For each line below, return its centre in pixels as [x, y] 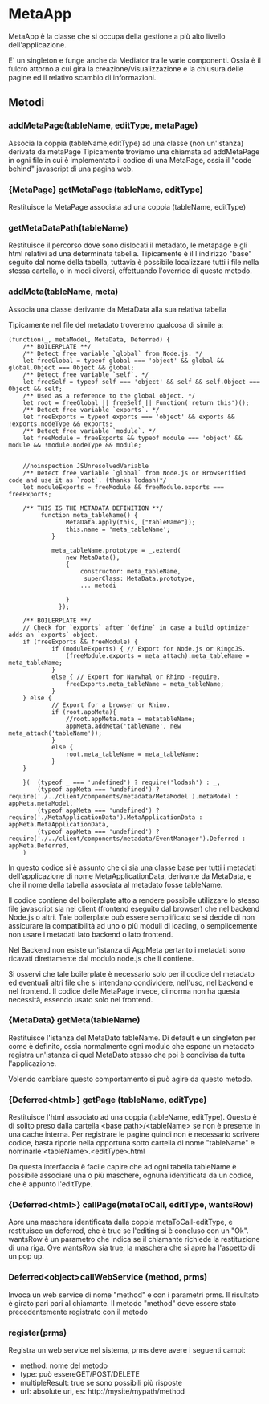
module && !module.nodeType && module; [75, 445]
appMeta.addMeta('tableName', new [123, 726]
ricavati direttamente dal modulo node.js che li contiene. [101, 958]
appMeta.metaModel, [41, 803]
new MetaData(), [93, 557]
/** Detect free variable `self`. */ [86, 374]
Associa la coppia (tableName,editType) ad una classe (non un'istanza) [126, 143]
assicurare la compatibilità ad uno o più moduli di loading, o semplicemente [133, 925]
